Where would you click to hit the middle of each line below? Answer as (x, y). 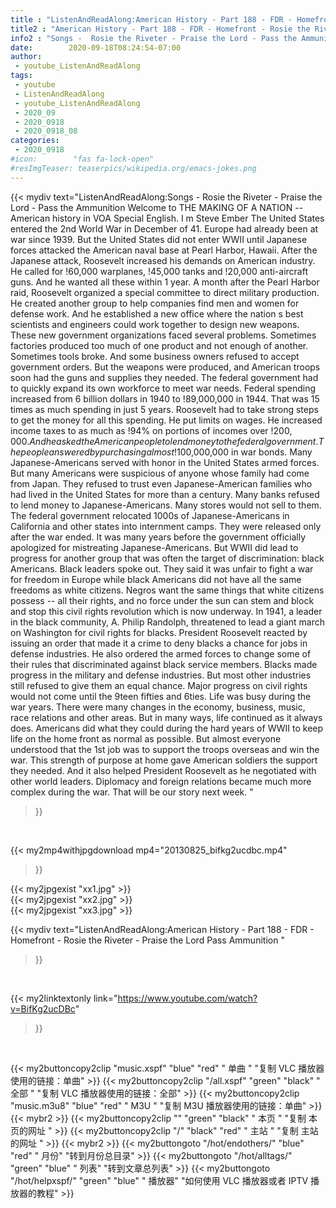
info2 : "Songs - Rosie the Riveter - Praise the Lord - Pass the (154, 38)
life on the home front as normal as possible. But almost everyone (146, 738)
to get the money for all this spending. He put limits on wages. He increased (166, 420)
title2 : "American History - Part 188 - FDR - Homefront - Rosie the (160, 29)
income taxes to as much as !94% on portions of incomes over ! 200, (151, 430)
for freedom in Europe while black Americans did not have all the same (156, 579)
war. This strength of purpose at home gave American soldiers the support (164, 760)
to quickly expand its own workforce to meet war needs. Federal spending (163, 388)
